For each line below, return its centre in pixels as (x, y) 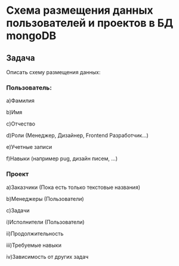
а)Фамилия (20, 101)
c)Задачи (18, 210)
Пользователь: (29, 87)
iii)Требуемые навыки (34, 245)
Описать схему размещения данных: (53, 72)
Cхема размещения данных (80, 10)
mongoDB (31, 36)
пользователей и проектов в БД (90, 23)
